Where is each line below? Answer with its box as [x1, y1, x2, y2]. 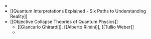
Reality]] [10, 13, 28, 19]
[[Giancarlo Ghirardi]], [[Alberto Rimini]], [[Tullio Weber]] [17, 24, 134, 30]
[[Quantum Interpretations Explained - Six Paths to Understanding [10, 8, 146, 14]
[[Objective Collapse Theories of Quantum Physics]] [10, 18, 118, 24]
